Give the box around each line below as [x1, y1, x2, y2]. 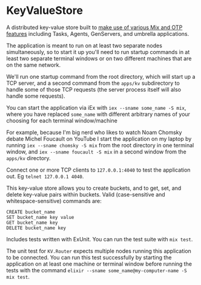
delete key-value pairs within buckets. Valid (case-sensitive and [6, 190, 165, 198]
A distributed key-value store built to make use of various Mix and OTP [6, 24, 183, 31]
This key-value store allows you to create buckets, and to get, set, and [6, 184, 182, 192]
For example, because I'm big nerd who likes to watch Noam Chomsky [6, 129, 182, 136]
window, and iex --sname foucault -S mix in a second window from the [6, 148, 186, 155]
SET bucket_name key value [6, 214, 74, 220]
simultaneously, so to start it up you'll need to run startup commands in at [6, 48, 190, 55]
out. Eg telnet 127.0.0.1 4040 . [6, 172, 84, 179]
